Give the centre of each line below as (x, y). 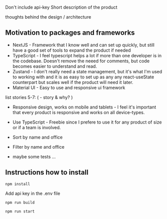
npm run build (20, 202)
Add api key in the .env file (33, 193)
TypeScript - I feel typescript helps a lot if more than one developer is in (87, 55)
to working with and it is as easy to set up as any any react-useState (83, 77)
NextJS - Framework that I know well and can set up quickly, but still (83, 45)
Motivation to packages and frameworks (70, 33)
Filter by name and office (38, 147)
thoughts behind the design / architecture (48, 17)
